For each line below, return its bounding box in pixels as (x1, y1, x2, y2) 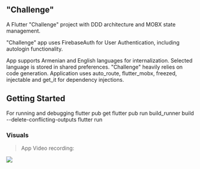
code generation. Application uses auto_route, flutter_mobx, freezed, (6, 69, 177, 77)
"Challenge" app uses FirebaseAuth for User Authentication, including (6, 38, 180, 46)
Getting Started (6, 93, 66, 104)
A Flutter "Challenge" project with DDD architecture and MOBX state (6, 20, 176, 28)
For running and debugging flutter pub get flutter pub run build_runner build (6, 109, 195, 117)
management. (6, 27, 41, 34)
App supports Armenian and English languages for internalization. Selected (6, 57, 193, 64)
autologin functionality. (6, 45, 63, 52)
